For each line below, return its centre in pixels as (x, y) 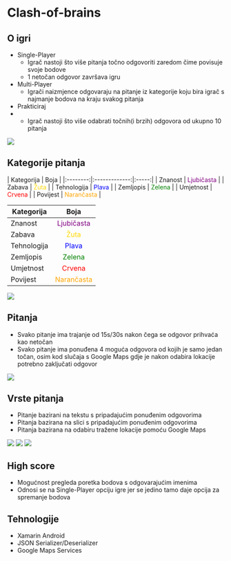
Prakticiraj (31, 106)
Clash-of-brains (54, 13)
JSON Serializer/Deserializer (58, 543)
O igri (19, 38)
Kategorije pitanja (46, 163)
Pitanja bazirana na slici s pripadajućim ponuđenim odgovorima (107, 423)
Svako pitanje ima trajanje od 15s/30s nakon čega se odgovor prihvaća (118, 334)
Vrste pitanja (36, 399)
